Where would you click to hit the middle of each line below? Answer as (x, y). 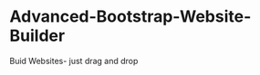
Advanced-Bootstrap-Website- (130, 17)
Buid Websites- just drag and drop (74, 61)
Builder (37, 36)
